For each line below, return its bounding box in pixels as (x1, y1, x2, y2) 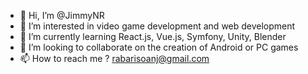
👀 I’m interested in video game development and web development (19, 20, 296, 32)
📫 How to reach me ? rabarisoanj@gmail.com (19, 53, 210, 64)
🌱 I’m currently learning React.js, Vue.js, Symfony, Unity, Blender (19, 31, 287, 42)
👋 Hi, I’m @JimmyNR (19, 10, 105, 21)
